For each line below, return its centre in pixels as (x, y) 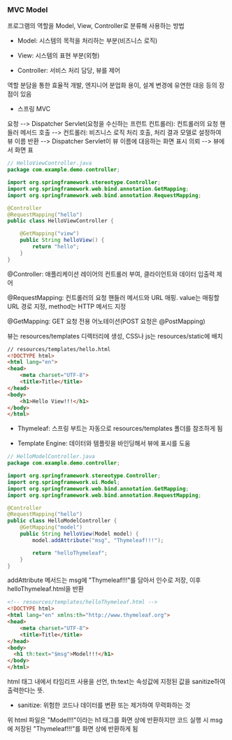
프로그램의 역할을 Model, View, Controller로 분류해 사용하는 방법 (96, 26)
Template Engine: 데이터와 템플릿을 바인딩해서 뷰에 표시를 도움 (104, 443)
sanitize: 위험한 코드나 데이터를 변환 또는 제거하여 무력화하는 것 (104, 705)
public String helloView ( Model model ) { (79, 534)
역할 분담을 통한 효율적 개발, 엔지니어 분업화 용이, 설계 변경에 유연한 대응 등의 (113, 85)
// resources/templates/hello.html (59, 349)
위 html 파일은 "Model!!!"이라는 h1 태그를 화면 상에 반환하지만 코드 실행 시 (108, 720)
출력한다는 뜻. (26, 690)
